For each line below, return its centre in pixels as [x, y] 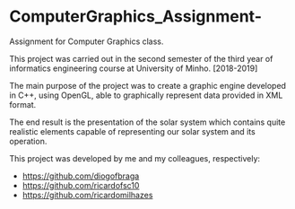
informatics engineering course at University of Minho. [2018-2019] [134, 68]
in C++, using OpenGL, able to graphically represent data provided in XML [146, 95]
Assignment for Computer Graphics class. [87, 41]
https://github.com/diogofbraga [81, 176]
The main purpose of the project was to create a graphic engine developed [148, 85]
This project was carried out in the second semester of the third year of [141, 58]
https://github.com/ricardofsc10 [81, 185]
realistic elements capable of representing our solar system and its [132, 131]
